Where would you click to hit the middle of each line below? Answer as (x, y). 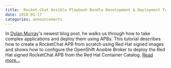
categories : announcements (34, 19)
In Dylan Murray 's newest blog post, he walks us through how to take (78, 34)
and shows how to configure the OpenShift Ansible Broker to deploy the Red (85, 50)
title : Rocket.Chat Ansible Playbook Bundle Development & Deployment (83, 10)
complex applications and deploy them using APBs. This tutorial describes (83, 39)
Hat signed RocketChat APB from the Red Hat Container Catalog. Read (79, 55)
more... (13, 60)
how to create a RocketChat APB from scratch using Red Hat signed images (85, 44)
